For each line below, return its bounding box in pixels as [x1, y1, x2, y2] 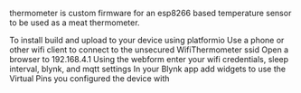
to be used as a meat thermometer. [9, 17, 140, 28]
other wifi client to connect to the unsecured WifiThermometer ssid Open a [9, 44, 289, 55]
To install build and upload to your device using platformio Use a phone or [9, 35, 285, 45]
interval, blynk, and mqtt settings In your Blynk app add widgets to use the [9, 63, 287, 74]
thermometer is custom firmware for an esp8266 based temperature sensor [9, 8, 292, 18]
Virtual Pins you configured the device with [9, 73, 170, 84]
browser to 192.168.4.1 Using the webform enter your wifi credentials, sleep [9, 54, 289, 64]
